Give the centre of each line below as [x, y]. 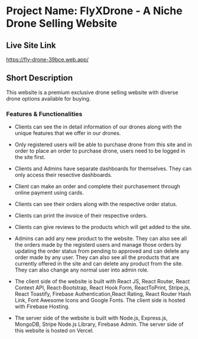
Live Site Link [31, 45]
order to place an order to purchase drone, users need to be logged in [100, 151]
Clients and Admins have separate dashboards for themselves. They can [103, 169]
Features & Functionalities [44, 114]
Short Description [40, 78]
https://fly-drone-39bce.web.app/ [47, 59]
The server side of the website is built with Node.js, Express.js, [91, 318]
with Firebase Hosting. [42, 306]
